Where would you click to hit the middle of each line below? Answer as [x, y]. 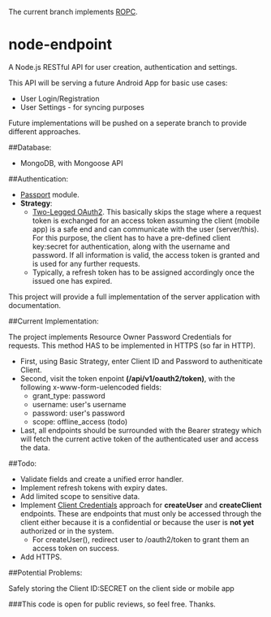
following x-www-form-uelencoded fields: [91, 387]
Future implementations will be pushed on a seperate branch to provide [128, 123]
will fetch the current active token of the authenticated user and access [140, 439]
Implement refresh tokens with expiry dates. [94, 488]
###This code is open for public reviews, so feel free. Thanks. [112, 604]
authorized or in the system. [67, 531]
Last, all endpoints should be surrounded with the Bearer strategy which [141, 430]
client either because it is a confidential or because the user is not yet [137, 522]
